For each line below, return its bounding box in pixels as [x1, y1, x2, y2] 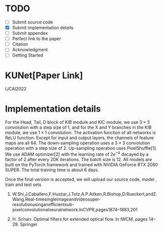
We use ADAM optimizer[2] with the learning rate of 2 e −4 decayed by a [5, 150, 149, 157]
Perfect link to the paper [12, 36, 61, 42]
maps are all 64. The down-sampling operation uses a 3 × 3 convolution [5, 140, 150, 146]
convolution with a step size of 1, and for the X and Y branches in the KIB [5, 124, 152, 130]
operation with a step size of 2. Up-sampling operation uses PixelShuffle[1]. [5, 145, 158, 151]
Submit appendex [12, 30, 48, 36]
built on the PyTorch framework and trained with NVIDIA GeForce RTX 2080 [5, 162, 158, 167]
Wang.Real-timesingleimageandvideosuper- [12, 196, 101, 202]
